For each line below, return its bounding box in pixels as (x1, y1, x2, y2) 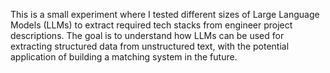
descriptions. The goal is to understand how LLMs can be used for (10, 30, 285, 41)
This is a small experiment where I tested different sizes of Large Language (10, 9, 320, 20)
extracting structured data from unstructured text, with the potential (10, 40, 290, 52)
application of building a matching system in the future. (10, 51, 238, 63)
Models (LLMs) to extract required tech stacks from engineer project (10, 19, 293, 31)
